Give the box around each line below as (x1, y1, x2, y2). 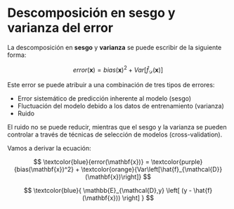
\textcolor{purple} (150, 158, 203, 166)
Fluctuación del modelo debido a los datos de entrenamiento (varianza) (17, 102, 225, 110)
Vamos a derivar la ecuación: (7, 144, 91, 153)
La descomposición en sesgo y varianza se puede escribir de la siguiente (7, 43, 222, 51)
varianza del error (7, 20, 114, 36)
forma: (7, 51, 27, 59)
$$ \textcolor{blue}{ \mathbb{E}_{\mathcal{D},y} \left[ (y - (23, 186, 192, 195)
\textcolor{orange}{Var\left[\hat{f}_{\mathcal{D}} (81, 165, 223, 174)
